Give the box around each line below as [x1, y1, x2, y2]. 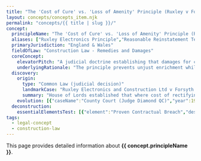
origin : [17, 75, 36, 81]
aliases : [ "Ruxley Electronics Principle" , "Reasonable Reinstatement [11, 37, 188, 42]
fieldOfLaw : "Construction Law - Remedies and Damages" [11, 48, 154, 54]
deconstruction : [11, 103, 52, 110]
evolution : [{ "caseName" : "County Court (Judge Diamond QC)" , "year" [17, 98, 188, 104]
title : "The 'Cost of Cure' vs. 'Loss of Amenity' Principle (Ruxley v [6, 8, 188, 15]
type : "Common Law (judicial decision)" [22, 81, 124, 87]
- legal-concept [11, 120, 52, 126]
